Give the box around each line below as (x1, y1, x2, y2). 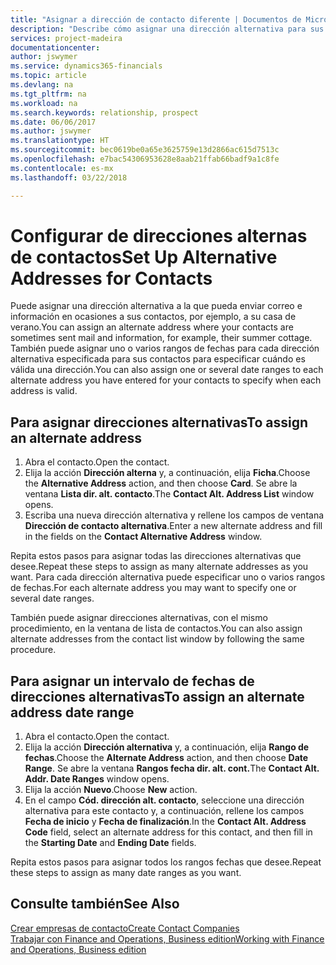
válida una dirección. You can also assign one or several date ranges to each (10, 364, 324, 376)
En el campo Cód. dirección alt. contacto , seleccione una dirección (24, 794, 305, 806)
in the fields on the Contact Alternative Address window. (24, 531, 263, 543)
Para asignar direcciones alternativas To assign (10, 414, 309, 431)
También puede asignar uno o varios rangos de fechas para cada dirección (10, 342, 320, 355)
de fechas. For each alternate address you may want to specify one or (10, 582, 297, 594)
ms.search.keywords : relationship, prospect (10, 107, 199, 118)
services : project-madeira (10, 33, 123, 43)
